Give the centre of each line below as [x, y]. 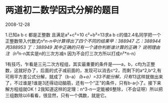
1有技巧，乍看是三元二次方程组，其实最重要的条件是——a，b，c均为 [76, 64]
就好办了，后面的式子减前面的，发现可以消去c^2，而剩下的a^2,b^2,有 [90, 70]
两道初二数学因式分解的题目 [62, 10]
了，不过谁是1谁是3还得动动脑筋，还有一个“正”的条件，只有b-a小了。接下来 [83, 82]
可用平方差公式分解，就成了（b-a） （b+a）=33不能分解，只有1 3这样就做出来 [84, 76]
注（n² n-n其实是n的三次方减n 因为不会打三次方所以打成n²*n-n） [72, 53]
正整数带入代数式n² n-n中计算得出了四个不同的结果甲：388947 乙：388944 [83, 41]
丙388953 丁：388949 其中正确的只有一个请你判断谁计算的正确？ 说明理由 [83, 47]
